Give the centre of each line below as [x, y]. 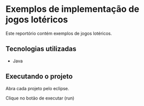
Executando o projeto [39, 77]
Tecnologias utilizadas [41, 49]
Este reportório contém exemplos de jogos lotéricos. [59, 33]
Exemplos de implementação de [72, 9]
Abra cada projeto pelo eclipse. [37, 88]
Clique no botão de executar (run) [40, 98]
